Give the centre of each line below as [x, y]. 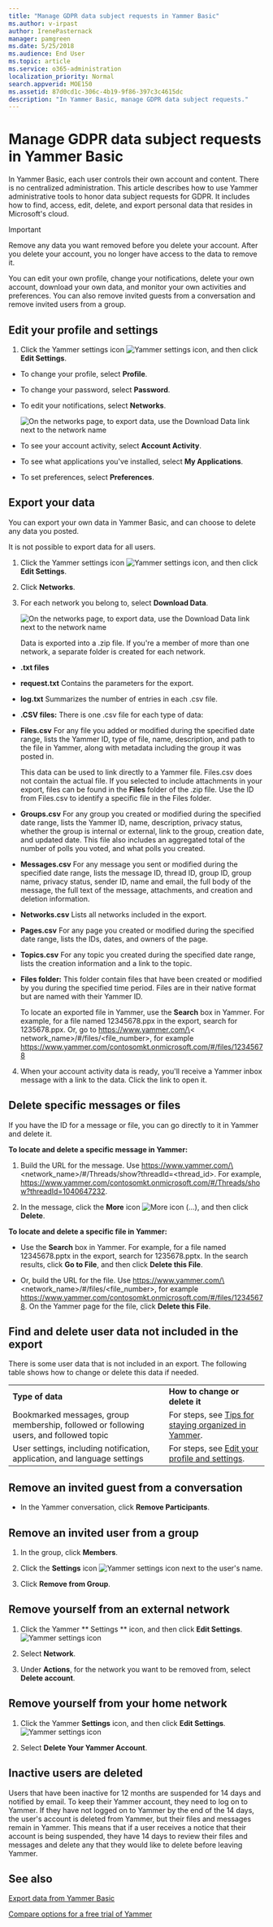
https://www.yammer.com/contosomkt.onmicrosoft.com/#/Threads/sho [140, 1182]
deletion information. [55, 898]
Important [25, 229]
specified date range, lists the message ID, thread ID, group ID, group [136, 872]
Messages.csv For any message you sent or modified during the [129, 864]
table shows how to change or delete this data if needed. [104, 1373]
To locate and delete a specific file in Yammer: [88, 1231]
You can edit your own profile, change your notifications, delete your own [131, 278]
